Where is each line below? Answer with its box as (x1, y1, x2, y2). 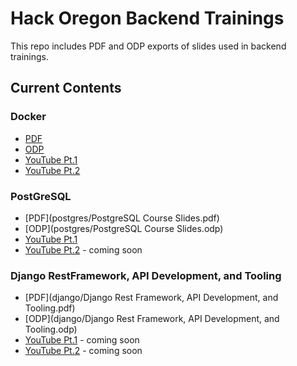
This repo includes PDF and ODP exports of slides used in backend (10, 40, 287, 52)
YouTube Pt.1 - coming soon (24, 334, 140, 346)
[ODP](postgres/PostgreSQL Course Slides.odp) (24, 222, 224, 234)
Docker (10, 110, 47, 124)
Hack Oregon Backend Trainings (10, 7, 285, 30)
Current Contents (10, 80, 122, 97)
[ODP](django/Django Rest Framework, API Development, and (24, 313, 280, 325)
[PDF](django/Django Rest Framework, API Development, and (24, 292, 279, 304)
